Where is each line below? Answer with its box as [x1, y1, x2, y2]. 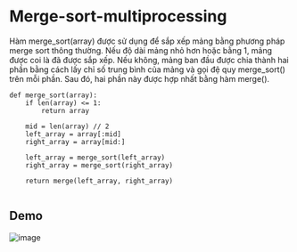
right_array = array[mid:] [25, 137, 126, 146]
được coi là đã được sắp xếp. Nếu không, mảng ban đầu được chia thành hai [9, 54, 289, 65]
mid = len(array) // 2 [25, 122, 110, 131]
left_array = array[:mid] [25, 129, 122, 139]
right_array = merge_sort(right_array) [25, 160, 174, 170]
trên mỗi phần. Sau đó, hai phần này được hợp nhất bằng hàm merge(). [9, 73, 270, 84]
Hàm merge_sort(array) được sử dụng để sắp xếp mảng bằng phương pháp [9, 36, 285, 46]
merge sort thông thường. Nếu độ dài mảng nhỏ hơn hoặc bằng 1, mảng [9, 45, 273, 55]
